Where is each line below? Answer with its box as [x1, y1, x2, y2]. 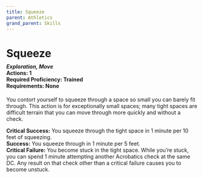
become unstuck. [6, 165, 50, 173]
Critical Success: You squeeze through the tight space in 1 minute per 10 [6, 127, 189, 134]
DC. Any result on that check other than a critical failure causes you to [6, 159, 182, 166]
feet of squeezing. [6, 133, 52, 140]
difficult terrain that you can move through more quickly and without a [6, 109, 181, 116]
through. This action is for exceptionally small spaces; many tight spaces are [6, 102, 198, 109]
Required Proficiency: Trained [6, 76, 84, 83]
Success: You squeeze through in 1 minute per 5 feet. [6, 140, 141, 147]
